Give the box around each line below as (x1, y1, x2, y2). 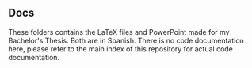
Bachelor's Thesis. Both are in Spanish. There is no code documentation (8, 36, 244, 45)
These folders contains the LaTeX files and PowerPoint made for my (8, 27, 230, 36)
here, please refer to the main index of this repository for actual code (8, 43, 234, 54)
